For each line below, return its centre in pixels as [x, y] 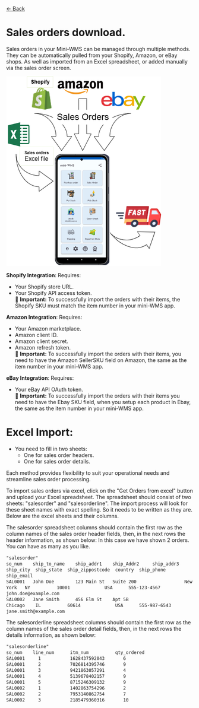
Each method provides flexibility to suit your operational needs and [88, 473]
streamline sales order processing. [48, 479]
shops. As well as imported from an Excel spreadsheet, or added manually [97, 61]
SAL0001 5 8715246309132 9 [66, 682]
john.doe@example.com [33, 593]
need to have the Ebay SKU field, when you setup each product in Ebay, [103, 402]
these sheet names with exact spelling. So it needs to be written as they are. [99, 509]
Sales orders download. [66, 33]
